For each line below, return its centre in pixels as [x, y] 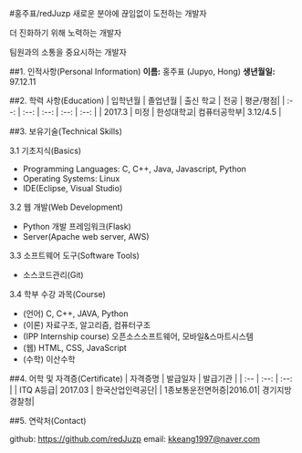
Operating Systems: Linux [71, 179]
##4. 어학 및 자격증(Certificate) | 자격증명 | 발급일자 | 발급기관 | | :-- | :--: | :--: [151, 378]
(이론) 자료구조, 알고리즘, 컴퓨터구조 [87, 325]
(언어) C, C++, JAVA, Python [75, 314]
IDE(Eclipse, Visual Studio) [73, 188]
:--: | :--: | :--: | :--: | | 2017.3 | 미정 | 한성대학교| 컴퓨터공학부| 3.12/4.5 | [152, 112]
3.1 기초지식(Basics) [46, 150]
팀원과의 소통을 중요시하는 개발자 [68, 52]
